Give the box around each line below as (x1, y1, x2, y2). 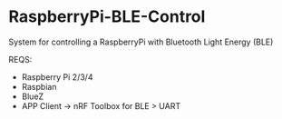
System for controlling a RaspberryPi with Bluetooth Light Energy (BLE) (8, 36, 274, 47)
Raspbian (21, 81, 57, 92)
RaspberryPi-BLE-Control (8, 6, 206, 27)
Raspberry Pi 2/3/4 (21, 71, 93, 83)
